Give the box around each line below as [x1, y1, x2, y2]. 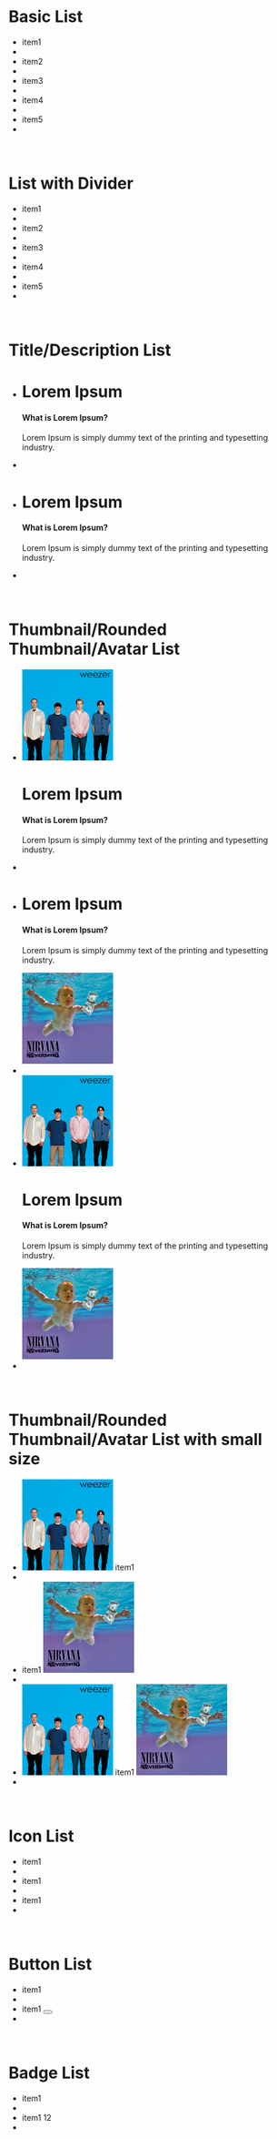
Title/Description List [8, 340, 172, 361]
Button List [8, 1954, 93, 1975]
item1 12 [21, 2112, 52, 2123]
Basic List [8, 6, 84, 27]
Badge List [8, 2063, 90, 2083]
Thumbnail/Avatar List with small [8, 1430, 262, 1450]
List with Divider [8, 173, 134, 194]
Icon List [8, 1826, 74, 1847]
